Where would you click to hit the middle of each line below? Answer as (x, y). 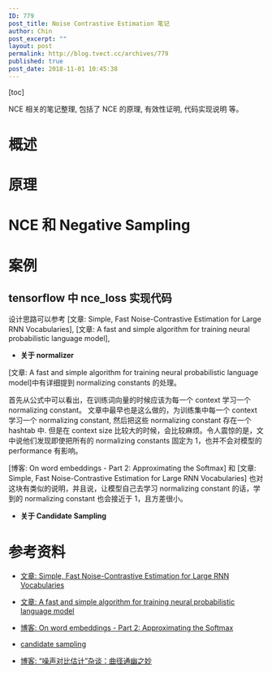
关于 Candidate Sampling (63, 516)
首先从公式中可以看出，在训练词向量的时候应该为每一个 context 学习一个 (130, 400)
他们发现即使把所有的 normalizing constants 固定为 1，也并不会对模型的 (142, 441)
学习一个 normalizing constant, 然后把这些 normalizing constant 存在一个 (130, 421)
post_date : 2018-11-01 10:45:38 (63, 69)
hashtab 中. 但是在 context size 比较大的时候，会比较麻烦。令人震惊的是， (133, 430)
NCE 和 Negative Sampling (99, 225)
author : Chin (30, 31)
